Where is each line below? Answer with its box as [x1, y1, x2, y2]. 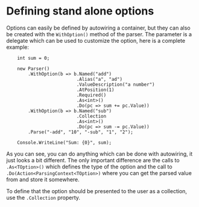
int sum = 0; [17, 55, 50, 61]
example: [6, 43, 29, 51]
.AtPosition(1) [76, 86, 115, 93]
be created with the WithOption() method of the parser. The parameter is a [6, 30, 192, 37]
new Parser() [17, 65, 50, 72]
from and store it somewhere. [6, 176, 80, 183]
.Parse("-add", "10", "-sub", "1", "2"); [28, 129, 134, 135]
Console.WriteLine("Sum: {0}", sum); [17, 139, 112, 145]
